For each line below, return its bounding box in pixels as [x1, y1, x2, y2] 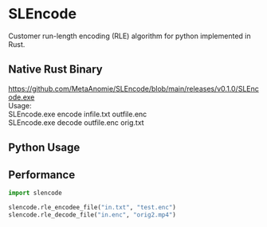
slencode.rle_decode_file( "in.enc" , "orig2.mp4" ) [8, 210, 177, 219]
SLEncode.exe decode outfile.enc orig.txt [8, 117, 145, 127]
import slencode [8, 189, 62, 197]
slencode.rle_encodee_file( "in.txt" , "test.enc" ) [8, 203, 177, 211]
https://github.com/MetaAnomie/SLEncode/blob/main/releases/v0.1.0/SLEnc [8, 84, 259, 93]
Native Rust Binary [8, 63, 103, 76]
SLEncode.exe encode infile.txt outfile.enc [8, 109, 147, 119]
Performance [8, 168, 76, 182]
